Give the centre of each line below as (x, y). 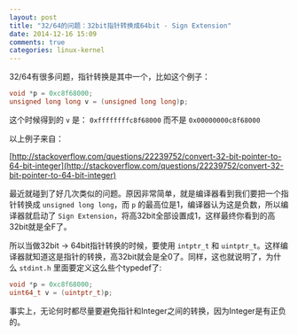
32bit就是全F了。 (40, 226)
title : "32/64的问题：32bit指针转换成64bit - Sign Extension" (121, 26)
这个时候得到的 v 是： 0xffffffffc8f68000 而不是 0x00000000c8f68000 (135, 120)
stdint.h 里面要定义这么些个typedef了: (90, 268)
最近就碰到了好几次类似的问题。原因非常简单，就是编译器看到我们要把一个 (145, 193)
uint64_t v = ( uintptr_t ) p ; (61, 292)
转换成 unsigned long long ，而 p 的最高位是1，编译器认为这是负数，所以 (149, 204)
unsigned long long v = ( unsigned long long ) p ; (99, 102)
